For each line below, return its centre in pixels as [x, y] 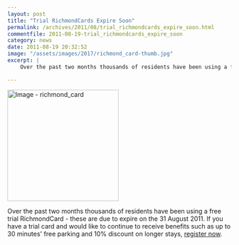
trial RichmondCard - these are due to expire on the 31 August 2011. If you [116, 219]
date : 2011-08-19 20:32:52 [47, 47]
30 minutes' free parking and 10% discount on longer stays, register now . [115, 234]
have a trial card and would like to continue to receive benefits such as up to [119, 226]
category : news [30, 41]
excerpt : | [23, 61]
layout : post [27, 14]
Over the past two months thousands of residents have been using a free [115, 211]
